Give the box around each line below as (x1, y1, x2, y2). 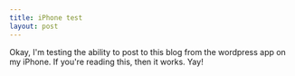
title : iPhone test (9, 13, 83, 23)
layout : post (9, 22, 59, 31)
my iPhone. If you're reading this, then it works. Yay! (9, 56, 204, 67)
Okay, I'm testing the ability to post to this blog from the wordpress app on (9, 46, 287, 57)
